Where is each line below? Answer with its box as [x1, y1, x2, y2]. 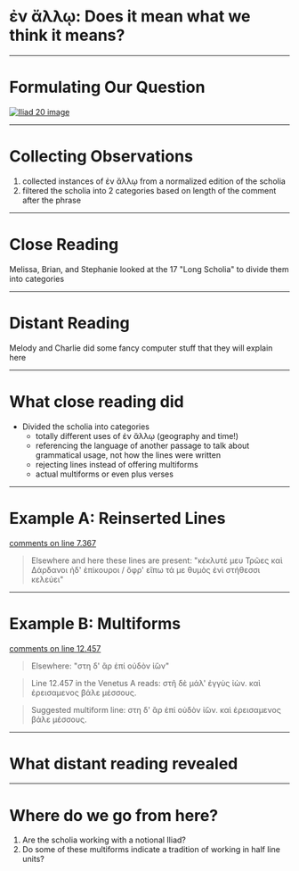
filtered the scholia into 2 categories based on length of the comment [21, 185, 277, 195]
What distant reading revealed [9, 753, 238, 774]
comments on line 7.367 [9, 537, 96, 548]
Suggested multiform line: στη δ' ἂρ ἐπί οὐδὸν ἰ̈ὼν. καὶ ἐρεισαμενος [30, 704, 282, 715]
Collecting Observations [9, 146, 194, 167]
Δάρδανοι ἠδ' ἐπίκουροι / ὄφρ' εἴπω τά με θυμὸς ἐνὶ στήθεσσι [30, 564, 261, 575]
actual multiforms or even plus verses [35, 469, 174, 479]
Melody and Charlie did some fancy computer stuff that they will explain [9, 342, 273, 353]
